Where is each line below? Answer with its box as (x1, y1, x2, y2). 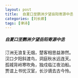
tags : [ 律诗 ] (5, 20, 30, 26)
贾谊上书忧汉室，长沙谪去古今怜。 (5, 68, 74, 74)
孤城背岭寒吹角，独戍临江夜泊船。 (5, 62, 74, 68)
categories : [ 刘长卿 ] (5, 16, 47, 21)
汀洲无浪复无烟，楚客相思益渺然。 (5, 50, 74, 56)
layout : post (5, 7, 32, 12)
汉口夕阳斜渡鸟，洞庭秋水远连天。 (5, 56, 74, 61)
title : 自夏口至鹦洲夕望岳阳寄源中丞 (5, 12, 74, 17)
